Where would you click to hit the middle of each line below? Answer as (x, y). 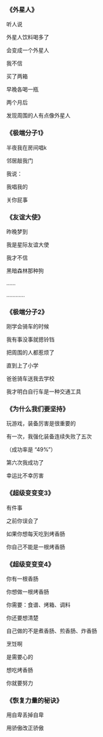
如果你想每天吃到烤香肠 (36, 534)
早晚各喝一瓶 (22, 90)
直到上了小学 (22, 366)
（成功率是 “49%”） (31, 450)
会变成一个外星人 (28, 50)
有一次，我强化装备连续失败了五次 (49, 436)
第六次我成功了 (25, 463)
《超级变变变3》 (30, 493)
